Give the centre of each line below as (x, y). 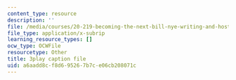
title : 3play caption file (47, 59)
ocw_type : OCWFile (34, 46)
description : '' (31, 20)
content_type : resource (42, 14)
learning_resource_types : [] (50, 40)
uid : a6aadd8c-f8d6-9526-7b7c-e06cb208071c (72, 65)
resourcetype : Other (38, 53)
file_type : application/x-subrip (56, 33)
